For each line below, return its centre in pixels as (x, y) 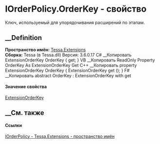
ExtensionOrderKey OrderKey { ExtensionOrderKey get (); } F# (67, 70)
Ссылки (14, 125)
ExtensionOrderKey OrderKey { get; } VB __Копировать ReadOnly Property (80, 60)
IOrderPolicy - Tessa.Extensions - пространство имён (60, 136)
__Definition (24, 38)
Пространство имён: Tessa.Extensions (45, 49)
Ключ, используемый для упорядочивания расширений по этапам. (75, 22)
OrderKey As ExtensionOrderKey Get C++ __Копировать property (71, 65)
